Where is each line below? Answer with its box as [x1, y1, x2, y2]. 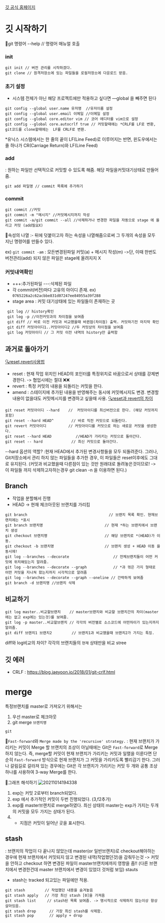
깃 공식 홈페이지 [5, 4, 36, 10]
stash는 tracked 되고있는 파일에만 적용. [12, 877, 89, 883]
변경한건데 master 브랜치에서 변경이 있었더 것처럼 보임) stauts [18, 867, 138, 873]
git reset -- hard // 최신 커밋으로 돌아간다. [5, 439, 119, 444]
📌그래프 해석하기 [5, 779, 37, 785]
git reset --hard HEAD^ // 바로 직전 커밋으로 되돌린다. [5, 419, 128, 423]
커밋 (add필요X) [14, 223, 43, 228]
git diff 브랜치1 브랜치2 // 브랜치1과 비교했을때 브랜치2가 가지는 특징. [5, 630, 155, 635]
